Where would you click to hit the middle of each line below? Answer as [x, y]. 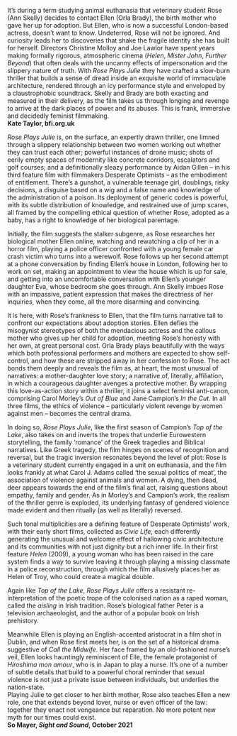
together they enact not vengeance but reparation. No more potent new [112, 710]
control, [19, 361]
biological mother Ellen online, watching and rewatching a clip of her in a [113, 241]
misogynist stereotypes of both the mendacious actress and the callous [112, 330]
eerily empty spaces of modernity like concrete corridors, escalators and [114, 160]
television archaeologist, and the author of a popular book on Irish [103, 613]
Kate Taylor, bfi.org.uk [41, 123]
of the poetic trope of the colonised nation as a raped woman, [138, 598]
